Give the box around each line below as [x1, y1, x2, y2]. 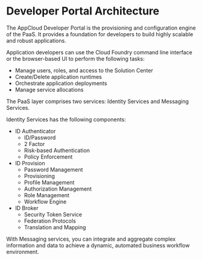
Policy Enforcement [24, 153, 73, 160]
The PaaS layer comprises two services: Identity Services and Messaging [6, 98, 189, 105]
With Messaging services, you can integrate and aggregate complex [6, 235, 176, 243]
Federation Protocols [24, 217, 77, 224]
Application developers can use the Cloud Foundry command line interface [6, 48, 193, 55]
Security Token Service [24, 211, 83, 218]
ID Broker [14, 204, 39, 212]
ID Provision [14, 159, 45, 166]
